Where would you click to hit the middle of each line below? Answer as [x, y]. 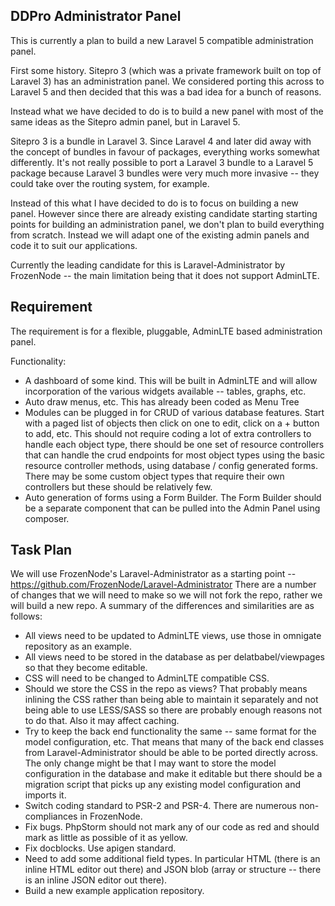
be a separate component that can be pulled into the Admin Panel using [172, 508]
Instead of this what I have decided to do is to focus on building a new [154, 203]
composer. [47, 518]
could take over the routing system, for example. [110, 183]
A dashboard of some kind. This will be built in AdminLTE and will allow [171, 380]
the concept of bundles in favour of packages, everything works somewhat [165, 151]
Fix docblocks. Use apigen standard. [100, 848]
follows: [26, 616]
